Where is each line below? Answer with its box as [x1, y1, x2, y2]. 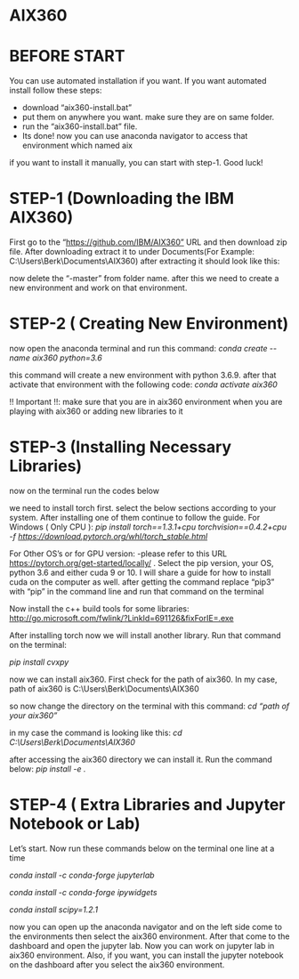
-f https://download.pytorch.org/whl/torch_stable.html [9, 530, 208, 541]
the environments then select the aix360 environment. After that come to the [9, 931, 290, 942]
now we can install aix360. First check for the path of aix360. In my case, [9, 674, 278, 684]
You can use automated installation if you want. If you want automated [9, 76, 267, 86]
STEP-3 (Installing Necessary [9, 437, 232, 457]
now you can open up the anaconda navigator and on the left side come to [9, 921, 283, 932]
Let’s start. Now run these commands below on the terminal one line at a [9, 843, 275, 854]
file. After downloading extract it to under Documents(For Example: [9, 247, 255, 257]
